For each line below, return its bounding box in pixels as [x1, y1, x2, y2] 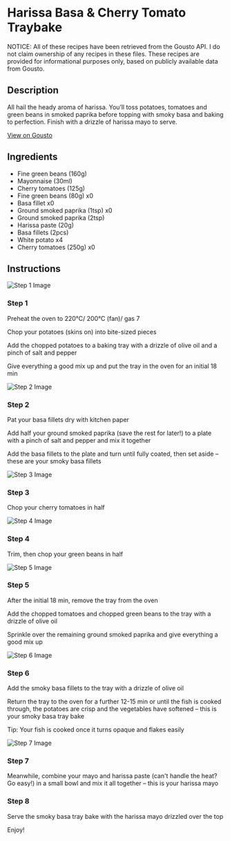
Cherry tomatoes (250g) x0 [17, 243, 95, 251]
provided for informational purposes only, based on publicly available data [7, 57, 219, 65]
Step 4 [7, 534, 30, 544]
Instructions [7, 263, 61, 275]
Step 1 [7, 299, 28, 308]
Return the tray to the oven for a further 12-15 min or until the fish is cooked [7, 697, 222, 706]
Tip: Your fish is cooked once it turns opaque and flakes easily [7, 726, 184, 734]
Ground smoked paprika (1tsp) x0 [17, 206, 113, 214]
